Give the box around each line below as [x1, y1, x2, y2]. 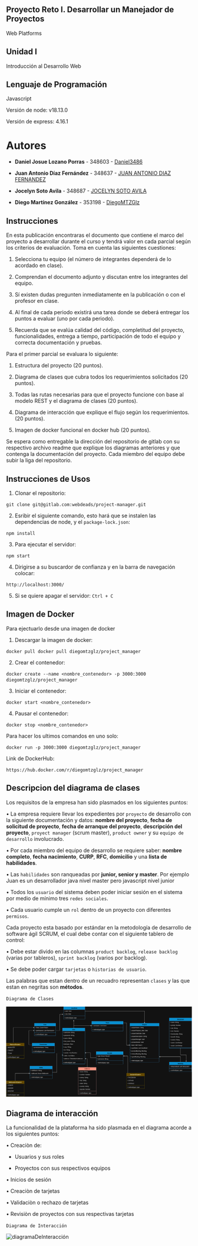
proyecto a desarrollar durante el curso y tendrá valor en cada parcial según [6, 238, 191, 245]
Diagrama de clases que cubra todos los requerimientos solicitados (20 [14, 373, 189, 380]
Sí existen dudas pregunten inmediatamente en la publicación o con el [14, 291, 186, 298]
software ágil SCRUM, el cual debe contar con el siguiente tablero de [6, 930, 174, 937]
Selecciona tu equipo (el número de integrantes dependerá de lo [14, 256, 172, 263]
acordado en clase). [14, 262, 64, 269]
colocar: [14, 570, 35, 576]
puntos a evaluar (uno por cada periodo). [14, 315, 115, 322]
